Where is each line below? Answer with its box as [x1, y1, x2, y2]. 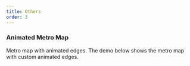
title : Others [6, 8, 42, 15]
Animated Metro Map [6, 34, 69, 42]
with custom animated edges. [6, 53, 79, 60]
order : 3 [6, 14, 28, 20]
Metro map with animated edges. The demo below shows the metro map [6, 47, 185, 54]
